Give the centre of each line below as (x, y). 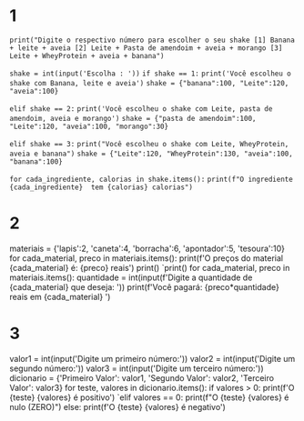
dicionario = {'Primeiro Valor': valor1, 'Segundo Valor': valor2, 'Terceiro (142, 377)
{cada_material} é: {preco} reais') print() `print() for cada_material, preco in (150, 267)
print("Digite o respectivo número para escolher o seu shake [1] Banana (152, 40)
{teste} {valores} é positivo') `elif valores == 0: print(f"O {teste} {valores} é (149, 397)
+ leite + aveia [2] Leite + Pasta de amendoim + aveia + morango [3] (146, 48)
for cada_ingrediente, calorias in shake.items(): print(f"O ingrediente (151, 179)
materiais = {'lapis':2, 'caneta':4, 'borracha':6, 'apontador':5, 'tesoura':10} (147, 248)
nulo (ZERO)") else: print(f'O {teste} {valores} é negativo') (117, 406)
